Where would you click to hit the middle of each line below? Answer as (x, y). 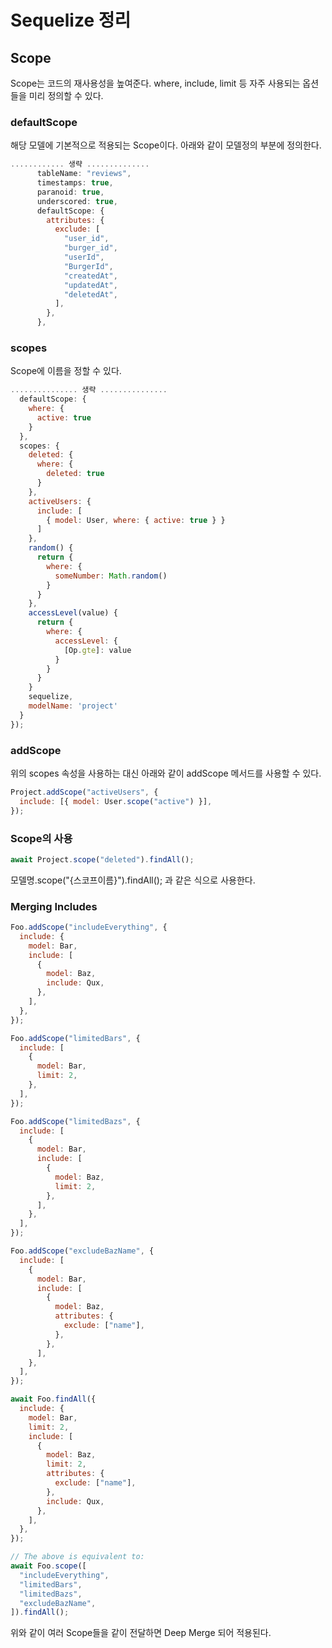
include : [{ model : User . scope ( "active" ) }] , (116, 801)
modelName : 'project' (73, 706)
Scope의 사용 (41, 838)
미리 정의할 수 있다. (66, 95)
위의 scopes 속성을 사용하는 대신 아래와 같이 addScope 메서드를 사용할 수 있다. (166, 773)
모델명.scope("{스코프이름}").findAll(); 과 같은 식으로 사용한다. (133, 880)
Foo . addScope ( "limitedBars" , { (75, 1038)
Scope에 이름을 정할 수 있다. (66, 371)
